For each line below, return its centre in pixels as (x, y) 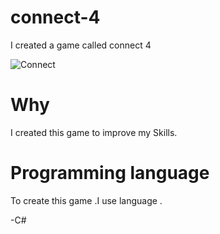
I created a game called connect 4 (81, 45)
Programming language (110, 173)
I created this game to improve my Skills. (94, 132)
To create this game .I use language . (86, 200)
